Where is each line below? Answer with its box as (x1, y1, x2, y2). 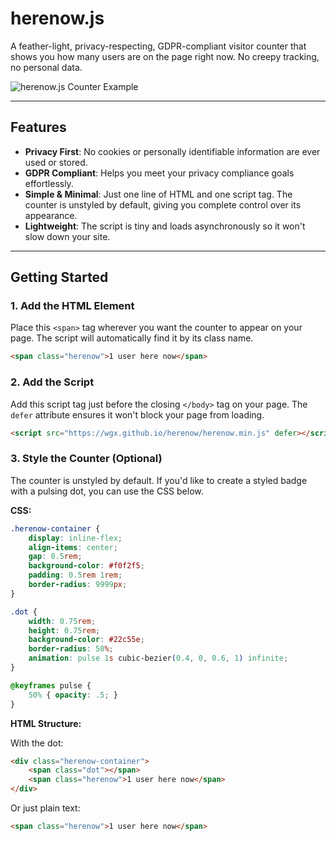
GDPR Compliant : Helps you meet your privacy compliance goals (24, 167, 295, 179)
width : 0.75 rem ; (28, 616, 97, 626)
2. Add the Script (10, 375, 95, 389)
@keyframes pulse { (10, 680, 92, 691)
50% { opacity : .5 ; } (28, 690, 118, 700)
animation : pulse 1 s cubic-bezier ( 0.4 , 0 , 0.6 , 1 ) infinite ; (28, 653, 289, 664)
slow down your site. (24, 230, 111, 242)
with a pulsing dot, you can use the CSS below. (10, 485, 204, 497)
